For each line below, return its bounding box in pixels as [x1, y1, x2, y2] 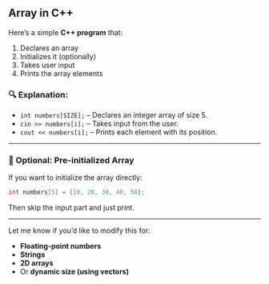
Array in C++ [8, 6, 74, 20]
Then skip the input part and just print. [8, 203, 134, 213]
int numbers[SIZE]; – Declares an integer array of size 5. [19, 110, 208, 120]
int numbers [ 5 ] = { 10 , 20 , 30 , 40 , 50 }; [8, 188, 146, 197]
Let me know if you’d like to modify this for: [8, 226, 151, 235]
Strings [19, 250, 46, 259]
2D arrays [19, 258, 54, 268]
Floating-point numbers [19, 242, 102, 251]
